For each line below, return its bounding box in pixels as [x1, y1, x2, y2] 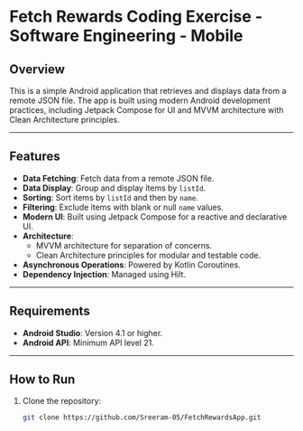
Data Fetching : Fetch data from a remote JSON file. [22, 173, 215, 183]
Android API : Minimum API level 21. [22, 337, 155, 348]
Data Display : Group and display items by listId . [22, 183, 207, 193]
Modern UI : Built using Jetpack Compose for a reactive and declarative [22, 211, 288, 222]
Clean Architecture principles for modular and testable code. [35, 249, 262, 260]
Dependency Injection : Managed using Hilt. [22, 268, 187, 279]
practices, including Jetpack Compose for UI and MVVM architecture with [9, 105, 284, 115]
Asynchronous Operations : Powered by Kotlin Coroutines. [22, 259, 241, 270]
